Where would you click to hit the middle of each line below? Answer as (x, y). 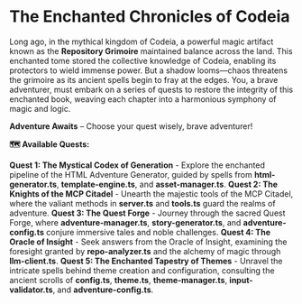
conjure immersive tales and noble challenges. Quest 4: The (158, 232)
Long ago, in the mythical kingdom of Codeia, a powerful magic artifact (142, 41)
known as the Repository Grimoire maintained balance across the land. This (151, 51)
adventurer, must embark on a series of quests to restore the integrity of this (151, 89)
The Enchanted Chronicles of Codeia (150, 17)
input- (241, 280)
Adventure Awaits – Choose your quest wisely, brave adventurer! (131, 126)
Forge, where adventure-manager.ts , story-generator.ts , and (125, 222)
